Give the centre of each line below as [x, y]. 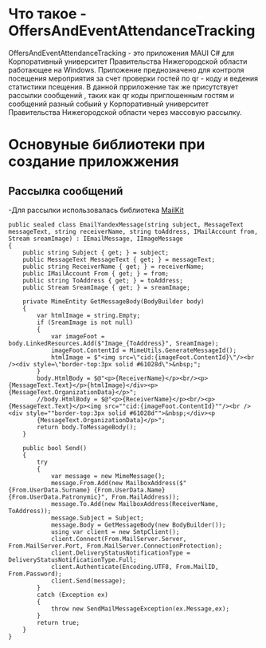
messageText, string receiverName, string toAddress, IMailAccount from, [133, 231]
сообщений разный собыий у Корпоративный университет [109, 104]
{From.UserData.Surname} [49, 490]
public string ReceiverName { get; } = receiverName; [113, 267]
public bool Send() [55, 448]
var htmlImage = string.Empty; [89, 315]
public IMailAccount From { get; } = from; [96, 273]
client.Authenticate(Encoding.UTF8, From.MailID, [135, 567]
